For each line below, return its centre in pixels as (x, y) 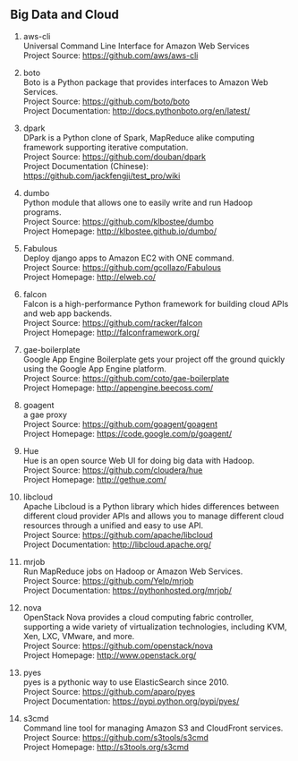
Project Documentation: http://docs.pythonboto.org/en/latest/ (136, 110)
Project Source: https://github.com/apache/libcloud (118, 534)
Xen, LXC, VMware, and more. (79, 636)
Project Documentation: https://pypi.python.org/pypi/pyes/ (131, 701)
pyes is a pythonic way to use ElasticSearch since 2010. (126, 682)
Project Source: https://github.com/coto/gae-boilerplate (126, 378)
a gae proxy (45, 415)
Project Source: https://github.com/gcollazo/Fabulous (122, 267)
